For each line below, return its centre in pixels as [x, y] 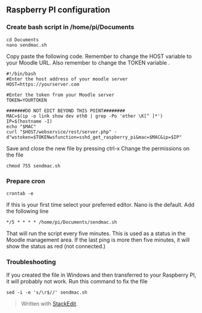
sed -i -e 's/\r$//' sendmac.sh [47, 292]
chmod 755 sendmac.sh [33, 166]
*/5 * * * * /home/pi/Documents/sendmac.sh [62, 222]
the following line [27, 211]
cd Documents [23, 40]
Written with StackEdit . [49, 304]
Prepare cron [26, 181]
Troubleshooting [31, 262]
